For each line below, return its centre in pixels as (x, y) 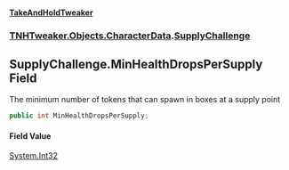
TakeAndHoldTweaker (51, 12)
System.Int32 (33, 156)
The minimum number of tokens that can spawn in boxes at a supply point (145, 100)
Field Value (30, 136)
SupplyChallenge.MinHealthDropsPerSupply (136, 64)
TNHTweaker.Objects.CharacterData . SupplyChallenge (130, 36)
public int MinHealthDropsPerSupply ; (79, 116)
